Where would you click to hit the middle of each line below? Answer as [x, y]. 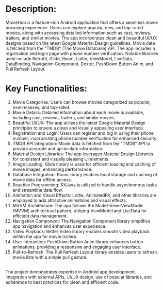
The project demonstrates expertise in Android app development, [71, 272]
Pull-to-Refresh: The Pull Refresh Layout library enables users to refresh [85, 252]
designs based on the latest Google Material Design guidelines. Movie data [80, 43]
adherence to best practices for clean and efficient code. [62, 282]
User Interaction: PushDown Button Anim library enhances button [78, 241]
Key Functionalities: [46, 89]
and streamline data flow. [38, 190]
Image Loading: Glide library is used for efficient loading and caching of [84, 164]
